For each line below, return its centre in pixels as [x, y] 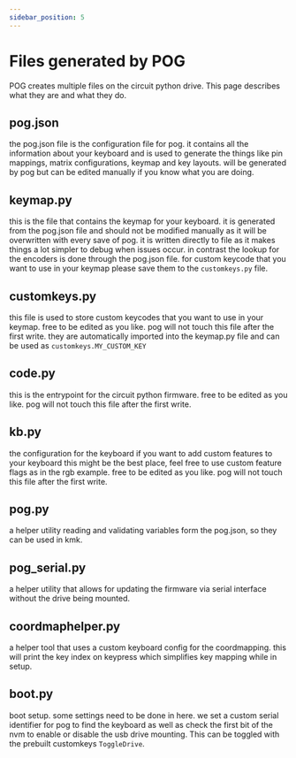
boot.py [31, 694]
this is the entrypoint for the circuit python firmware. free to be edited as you [148, 394]
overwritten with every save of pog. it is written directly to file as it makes [142, 241]
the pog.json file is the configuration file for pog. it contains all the [129, 144]
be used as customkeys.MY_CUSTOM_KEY [78, 345]
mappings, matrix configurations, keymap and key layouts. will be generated [148, 163]
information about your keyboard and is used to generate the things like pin [146, 153]
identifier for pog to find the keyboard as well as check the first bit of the [141, 724]
